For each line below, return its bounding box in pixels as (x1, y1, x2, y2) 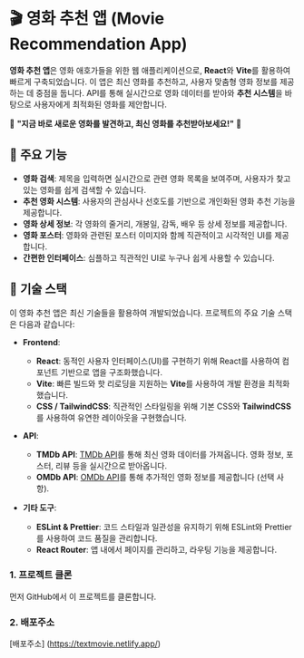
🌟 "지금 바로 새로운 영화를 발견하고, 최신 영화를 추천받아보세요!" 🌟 (9, 118, 242, 129)
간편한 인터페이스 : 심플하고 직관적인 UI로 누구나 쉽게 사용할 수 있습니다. (22, 252, 275, 263)
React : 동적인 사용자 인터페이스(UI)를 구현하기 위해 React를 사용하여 (35, 355, 280, 366)
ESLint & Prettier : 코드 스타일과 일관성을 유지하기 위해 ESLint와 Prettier (35, 521, 292, 532)
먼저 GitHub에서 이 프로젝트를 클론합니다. (9, 591, 157, 602)
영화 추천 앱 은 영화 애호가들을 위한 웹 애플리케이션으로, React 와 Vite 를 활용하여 (9, 64, 291, 75)
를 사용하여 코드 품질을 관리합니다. (35, 532, 158, 544)
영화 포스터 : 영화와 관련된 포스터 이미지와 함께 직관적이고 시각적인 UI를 (22, 229, 273, 240)
